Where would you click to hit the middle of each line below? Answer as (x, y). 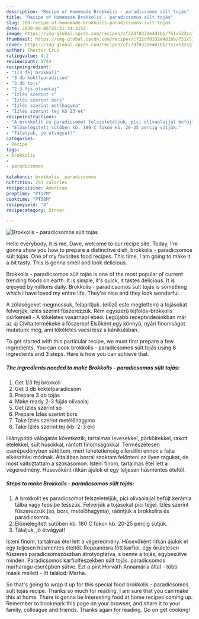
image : (14, 34)
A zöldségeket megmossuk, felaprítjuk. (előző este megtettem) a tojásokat (97, 305)
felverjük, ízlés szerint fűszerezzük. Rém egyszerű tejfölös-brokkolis (89, 311)
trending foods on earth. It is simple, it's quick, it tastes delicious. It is (91, 280)
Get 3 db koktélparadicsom (48, 389)
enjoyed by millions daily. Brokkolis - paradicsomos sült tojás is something (97, 287)
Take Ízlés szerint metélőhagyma (55, 421)
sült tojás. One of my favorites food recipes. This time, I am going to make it (98, 257)
